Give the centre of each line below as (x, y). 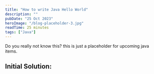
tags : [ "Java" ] (20, 32)
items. (11, 51)
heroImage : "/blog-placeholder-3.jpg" (44, 23)
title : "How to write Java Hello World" (47, 9)
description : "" (21, 14)
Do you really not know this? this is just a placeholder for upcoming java (77, 46)
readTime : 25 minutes (27, 28)
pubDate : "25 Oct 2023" (29, 18)
